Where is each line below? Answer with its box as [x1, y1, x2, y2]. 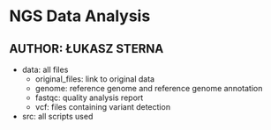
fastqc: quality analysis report [34, 92, 144, 103]
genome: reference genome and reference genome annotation [34, 83, 263, 93]
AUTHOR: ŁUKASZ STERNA [9, 41, 164, 56]
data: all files [21, 64, 69, 75]
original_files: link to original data [34, 74, 155, 84]
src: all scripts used [21, 112, 94, 121]
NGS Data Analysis [9, 6, 151, 26]
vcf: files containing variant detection [34, 102, 170, 112]
